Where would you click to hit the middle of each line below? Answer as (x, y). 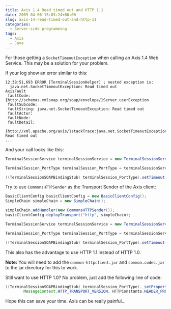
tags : (11, 34)
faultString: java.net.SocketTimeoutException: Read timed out (76, 109)
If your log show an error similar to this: (46, 73)
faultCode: (19, 95)
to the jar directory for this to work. (42, 267)
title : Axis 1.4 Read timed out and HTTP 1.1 (54, 10)
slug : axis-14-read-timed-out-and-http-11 (51, 19)
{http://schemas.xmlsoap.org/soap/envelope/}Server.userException (77, 100)
